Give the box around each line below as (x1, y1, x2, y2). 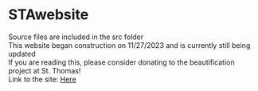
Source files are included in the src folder (8, 32, 144, 42)
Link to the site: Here (8, 74, 77, 84)
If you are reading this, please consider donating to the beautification (8, 57, 235, 67)
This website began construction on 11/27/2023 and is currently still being (8, 40, 251, 49)
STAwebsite (8, 6, 89, 24)
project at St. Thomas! (8, 65, 81, 75)
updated (8, 49, 36, 58)
